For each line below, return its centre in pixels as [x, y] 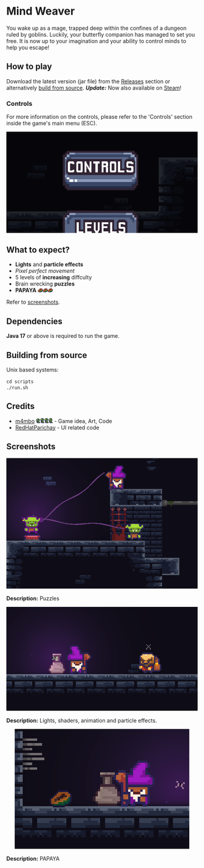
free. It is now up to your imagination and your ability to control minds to [96, 41]
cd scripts [20, 382]
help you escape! [28, 47]
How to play [29, 67]
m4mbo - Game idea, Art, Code [63, 421]
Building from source [47, 355]
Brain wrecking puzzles [45, 284]
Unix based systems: [32, 369]
